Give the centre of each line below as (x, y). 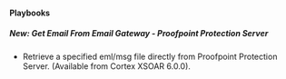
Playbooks (30, 13)
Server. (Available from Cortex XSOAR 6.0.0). (106, 66)
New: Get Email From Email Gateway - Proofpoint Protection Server (139, 34)
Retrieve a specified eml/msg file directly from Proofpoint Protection (150, 56)
